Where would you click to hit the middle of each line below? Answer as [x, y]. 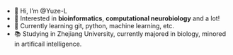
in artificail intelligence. [48, 44]
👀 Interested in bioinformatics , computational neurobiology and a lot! [117, 18]
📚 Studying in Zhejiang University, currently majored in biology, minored [120, 34]
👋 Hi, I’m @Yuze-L [40, 11]
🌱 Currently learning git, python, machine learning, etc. [94, 26]
